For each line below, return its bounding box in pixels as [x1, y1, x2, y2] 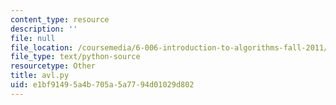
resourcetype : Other [10, 61, 97, 71]
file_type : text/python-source [10, 52, 141, 62]
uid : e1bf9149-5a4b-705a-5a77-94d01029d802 [10, 80, 195, 90]
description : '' [10, 24, 78, 34]
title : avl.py [10, 71, 70, 81]
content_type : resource [10, 14, 110, 25]
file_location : [10, 42, 74, 53]
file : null [10, 33, 56, 43]
